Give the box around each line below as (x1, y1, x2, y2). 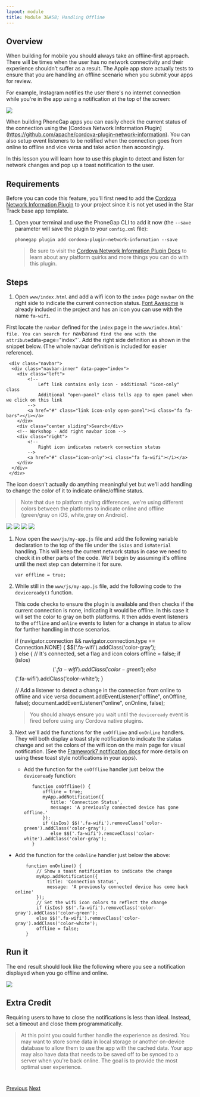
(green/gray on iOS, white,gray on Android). (20, 511, 129, 518)
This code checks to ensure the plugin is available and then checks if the (14, 600, 194, 608)
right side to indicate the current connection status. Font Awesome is (14, 299, 184, 306)
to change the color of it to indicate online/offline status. (6, 487, 144, 494)
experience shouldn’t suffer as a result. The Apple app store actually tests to (6, 65, 193, 72)
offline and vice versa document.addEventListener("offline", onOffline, (14, 693, 187, 700)
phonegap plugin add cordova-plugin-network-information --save (14, 237, 178, 243)
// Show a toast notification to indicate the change (36, 868, 173, 874)
